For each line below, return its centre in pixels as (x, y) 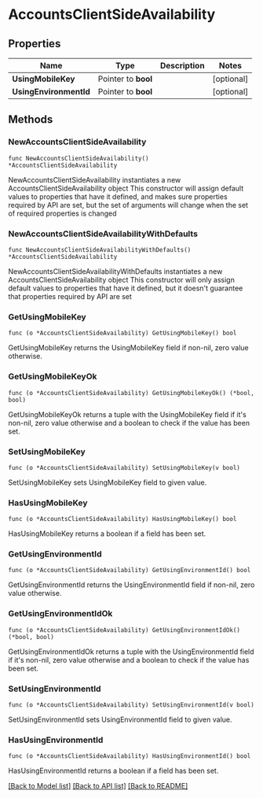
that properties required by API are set (70, 296)
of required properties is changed (62, 213)
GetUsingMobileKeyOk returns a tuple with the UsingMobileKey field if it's (128, 414)
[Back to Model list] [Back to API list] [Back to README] (98, 786)
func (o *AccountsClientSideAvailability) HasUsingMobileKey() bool (122, 519)
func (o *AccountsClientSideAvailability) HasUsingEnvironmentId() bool (130, 756)
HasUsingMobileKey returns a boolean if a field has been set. (107, 534)
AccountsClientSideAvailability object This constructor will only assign (122, 279)
